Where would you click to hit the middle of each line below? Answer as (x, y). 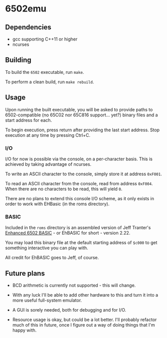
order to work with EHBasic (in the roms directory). (57, 204)
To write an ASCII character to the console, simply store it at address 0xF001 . (83, 174)
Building (18, 60)
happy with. (24, 331)
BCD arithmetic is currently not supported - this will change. (74, 286)
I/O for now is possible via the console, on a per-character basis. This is (79, 159)
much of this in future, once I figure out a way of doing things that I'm (84, 325)
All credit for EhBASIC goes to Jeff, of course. (52, 258)
